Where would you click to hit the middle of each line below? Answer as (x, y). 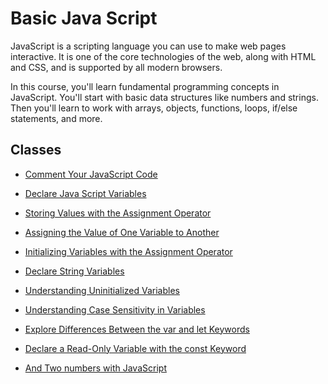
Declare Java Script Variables (85, 193)
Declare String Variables (74, 271)
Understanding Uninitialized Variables (102, 290)
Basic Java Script (84, 18)
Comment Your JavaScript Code (91, 174)
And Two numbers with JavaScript (95, 368)
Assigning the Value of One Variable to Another (122, 232)
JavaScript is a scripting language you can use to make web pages (148, 46)
